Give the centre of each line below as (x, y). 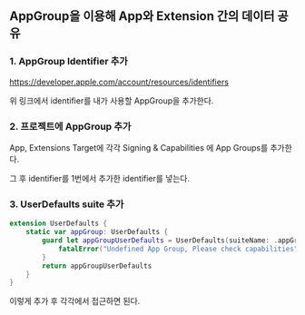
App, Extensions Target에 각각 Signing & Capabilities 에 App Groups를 (139, 147)
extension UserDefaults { (58, 224)
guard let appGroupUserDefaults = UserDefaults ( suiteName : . (160, 241)
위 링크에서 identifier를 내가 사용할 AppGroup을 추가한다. (112, 100)
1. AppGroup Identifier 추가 (69, 62)
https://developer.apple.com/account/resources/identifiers (119, 82)
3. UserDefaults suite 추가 (67, 204)
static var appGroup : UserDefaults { (97, 232)
